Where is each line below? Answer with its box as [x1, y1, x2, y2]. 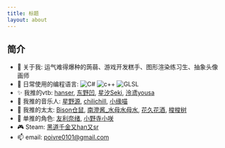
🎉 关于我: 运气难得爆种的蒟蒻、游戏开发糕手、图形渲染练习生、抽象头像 [16, 63, 218, 71]
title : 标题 [7, 10, 39, 17]
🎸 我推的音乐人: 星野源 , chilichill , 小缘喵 [16, 97, 128, 106]
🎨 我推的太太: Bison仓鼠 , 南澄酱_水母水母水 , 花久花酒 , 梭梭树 [16, 106, 187, 114]
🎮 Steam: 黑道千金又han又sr [16, 123, 99, 131]
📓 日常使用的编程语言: [16, 80, 79, 88]
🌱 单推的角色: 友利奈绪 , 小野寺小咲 [16, 114, 114, 123]
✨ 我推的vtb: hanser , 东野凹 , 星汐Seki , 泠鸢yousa [16, 88, 155, 97]
